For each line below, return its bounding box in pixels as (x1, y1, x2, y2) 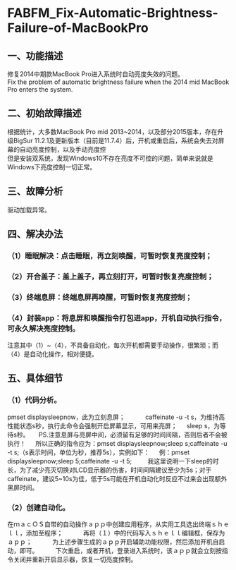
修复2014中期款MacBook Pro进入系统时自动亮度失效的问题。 (7, 70, 185, 78)
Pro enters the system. (7, 85, 73, 93)
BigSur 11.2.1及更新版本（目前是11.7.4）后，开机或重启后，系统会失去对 (13, 136, 218, 145)
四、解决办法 (7, 228, 63, 241)
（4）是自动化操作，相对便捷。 (7, 350, 99, 358)
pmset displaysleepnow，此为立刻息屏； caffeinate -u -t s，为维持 (7, 413, 219, 421)
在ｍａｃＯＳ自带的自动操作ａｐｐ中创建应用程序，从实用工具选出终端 (7, 520, 211, 528)
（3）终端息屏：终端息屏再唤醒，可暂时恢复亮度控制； (7, 292, 192, 302)
